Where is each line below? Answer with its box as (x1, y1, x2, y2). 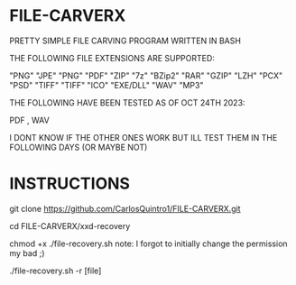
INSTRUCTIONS (9, 173, 131, 194)
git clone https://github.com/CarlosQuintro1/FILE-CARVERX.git (9, 203, 241, 214)
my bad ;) (9, 247, 45, 258)
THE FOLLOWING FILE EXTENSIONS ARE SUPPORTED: (9, 52, 215, 63)
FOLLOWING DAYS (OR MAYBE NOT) (9, 142, 148, 152)
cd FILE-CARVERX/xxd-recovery (9, 220, 131, 231)
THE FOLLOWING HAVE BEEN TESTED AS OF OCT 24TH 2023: (9, 97, 245, 108)
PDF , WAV (9, 115, 50, 125)
